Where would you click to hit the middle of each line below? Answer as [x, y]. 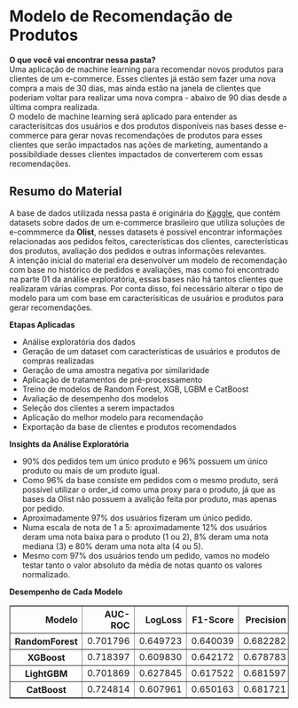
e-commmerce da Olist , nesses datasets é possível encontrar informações [146, 232]
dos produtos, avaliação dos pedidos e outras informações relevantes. [138, 251]
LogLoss [164, 619]
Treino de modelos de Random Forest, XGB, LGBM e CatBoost [135, 389]
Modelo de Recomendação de [121, 16]
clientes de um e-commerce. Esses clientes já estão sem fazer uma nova [143, 78]
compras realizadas [58, 361]
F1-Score [213, 619]
